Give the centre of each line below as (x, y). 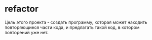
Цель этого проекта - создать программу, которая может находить (76, 22)
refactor (22, 9)
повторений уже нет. (27, 32)
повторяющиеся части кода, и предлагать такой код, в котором (72, 27)
